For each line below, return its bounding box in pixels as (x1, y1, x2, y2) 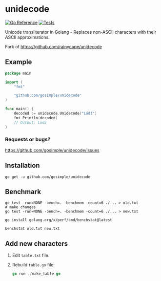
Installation (5, 161, 40, 170)
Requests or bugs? (5, 136, 51, 143)
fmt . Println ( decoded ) (14, 115, 58, 120)
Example (5, 58, 32, 66)
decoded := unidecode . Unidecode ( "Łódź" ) (14, 111, 97, 116)
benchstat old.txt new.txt (5, 226, 60, 231)
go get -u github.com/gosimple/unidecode (5, 174, 91, 179)
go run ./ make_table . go (12, 271, 61, 277)
